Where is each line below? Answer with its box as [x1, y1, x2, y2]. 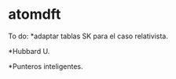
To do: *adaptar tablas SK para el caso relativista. [8, 31, 169, 41]
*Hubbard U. [8, 46, 50, 56]
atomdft [8, 5, 61, 23]
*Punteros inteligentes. [8, 61, 83, 71]
